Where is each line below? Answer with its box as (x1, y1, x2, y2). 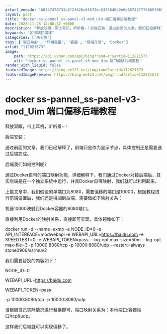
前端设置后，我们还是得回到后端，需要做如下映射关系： (9, 195, 123, 201)
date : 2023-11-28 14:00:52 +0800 (5, 21, 75, 26)
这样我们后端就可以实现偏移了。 (5, 324, 71, 330)
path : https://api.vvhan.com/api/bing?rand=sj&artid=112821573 (14, 53, 148, 59)
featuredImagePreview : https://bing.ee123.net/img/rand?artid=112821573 (5, 72, 159, 77)
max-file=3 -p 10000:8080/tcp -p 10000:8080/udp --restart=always (5, 242, 145, 248)
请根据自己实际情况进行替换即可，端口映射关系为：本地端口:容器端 (5, 307, 142, 313)
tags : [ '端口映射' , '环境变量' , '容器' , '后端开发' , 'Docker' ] (5, 40, 128, 45)
